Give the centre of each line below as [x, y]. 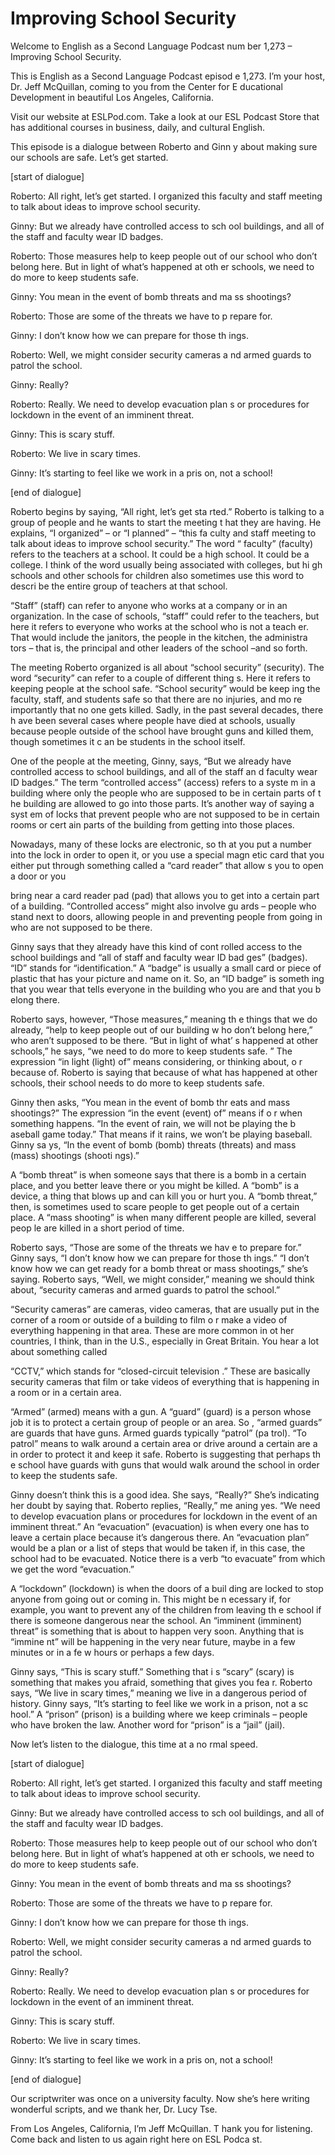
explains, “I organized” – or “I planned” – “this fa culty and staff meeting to [163, 533]
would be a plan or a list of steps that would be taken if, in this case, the [158, 1548]
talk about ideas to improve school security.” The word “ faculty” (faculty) [162, 543]
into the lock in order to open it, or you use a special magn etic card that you [167, 854]
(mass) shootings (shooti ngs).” [75, 1155]
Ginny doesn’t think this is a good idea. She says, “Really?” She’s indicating [165, 1494]
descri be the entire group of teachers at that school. [119, 586]
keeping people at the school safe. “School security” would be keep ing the [165, 688]
